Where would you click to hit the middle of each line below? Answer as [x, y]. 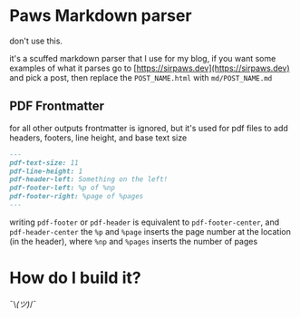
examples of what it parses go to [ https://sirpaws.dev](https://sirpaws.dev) [150, 68]
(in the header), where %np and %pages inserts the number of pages [134, 241]
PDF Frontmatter [57, 106]
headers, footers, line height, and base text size [98, 138]
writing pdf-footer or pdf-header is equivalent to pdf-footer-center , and [144, 222]
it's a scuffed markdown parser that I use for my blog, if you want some [143, 58]
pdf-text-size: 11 [44, 163]
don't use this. [36, 41]
